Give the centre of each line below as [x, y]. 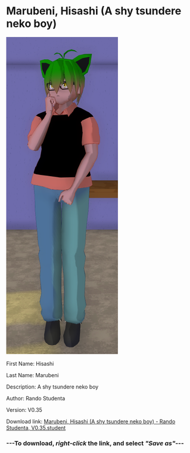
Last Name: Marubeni [32, 375]
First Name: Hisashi [30, 363]
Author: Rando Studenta [36, 398]
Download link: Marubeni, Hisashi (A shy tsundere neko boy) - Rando [91, 421]
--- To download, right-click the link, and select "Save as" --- [95, 443]
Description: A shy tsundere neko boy [52, 387]
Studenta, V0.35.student [36, 427]
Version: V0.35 [24, 409]
